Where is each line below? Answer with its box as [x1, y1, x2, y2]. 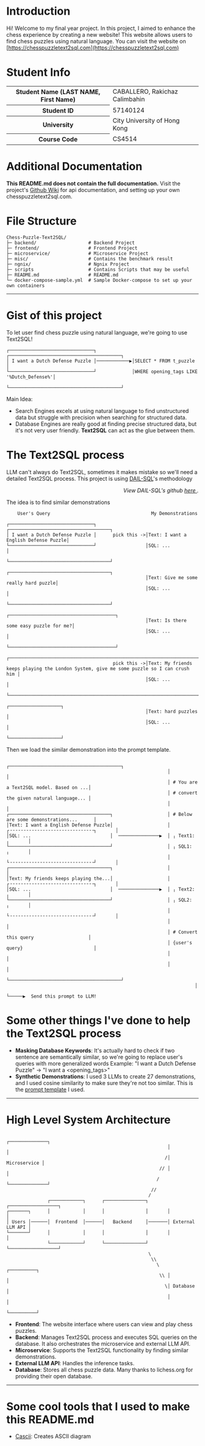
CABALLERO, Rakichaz [112, 87, 178, 96]
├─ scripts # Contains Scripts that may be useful [6, 266, 190, 273]
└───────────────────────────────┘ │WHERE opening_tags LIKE [6, 368, 198, 374]
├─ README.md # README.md [6, 272, 119, 278]
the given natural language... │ [6, 795, 92, 801]
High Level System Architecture [6, 1113, 171, 1127]
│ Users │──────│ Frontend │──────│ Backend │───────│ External [6, 1218, 195, 1225]
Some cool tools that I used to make [6, 1400, 190, 1414]
